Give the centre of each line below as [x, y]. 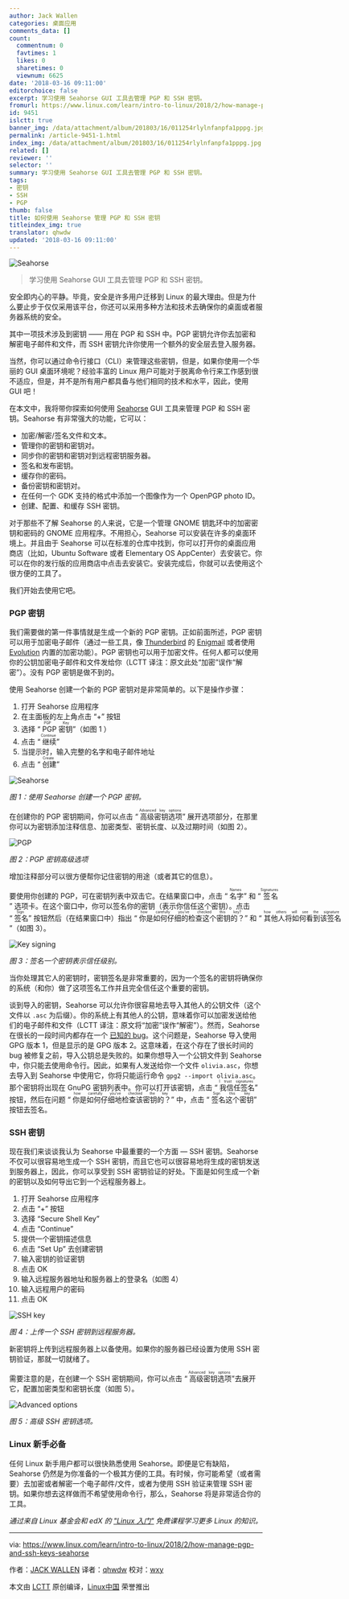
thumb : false [31, 210]
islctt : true [31, 121]
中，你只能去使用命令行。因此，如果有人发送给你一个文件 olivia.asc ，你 [130, 1066]
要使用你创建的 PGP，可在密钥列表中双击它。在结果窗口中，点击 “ [119, 896]
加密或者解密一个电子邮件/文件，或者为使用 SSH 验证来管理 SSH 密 [141, 1483]
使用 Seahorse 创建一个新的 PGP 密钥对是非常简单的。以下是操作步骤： [127, 689]
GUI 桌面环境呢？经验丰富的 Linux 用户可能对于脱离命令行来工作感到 [138, 371]
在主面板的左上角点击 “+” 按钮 [71, 717]
